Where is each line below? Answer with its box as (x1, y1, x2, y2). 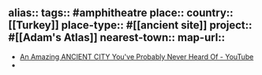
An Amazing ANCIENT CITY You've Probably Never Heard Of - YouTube (19, 51, 254, 62)
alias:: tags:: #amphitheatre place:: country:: (8, 6, 234, 20)
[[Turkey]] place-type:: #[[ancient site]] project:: (8, 19, 253, 32)
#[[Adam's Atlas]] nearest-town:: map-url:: (8, 31, 226, 44)
